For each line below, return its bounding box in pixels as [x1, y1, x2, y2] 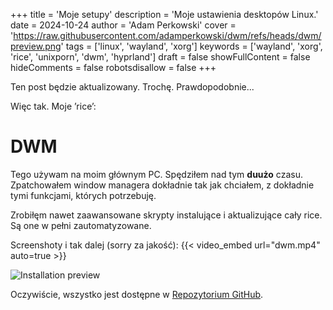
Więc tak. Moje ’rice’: [10, 100, 97, 112]
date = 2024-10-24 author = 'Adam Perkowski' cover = [10, 19, 237, 31]
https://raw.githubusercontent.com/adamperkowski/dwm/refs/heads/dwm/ [13, 30, 322, 41]
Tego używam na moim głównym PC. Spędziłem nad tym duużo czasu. [10, 168, 303, 180]
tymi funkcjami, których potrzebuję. [10, 189, 157, 201]
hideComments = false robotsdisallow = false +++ [10, 62, 217, 73]
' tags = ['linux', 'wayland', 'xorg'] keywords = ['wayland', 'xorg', [60, 40, 323, 52]
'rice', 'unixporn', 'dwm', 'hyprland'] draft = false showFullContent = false [10, 51, 311, 63]
